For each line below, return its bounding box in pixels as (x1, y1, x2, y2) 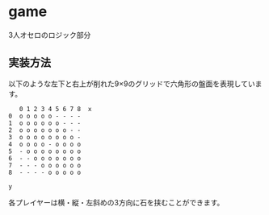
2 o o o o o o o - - (8, 126, 82, 134)
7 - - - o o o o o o (8, 161, 82, 169)
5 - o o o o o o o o (8, 147, 82, 155)
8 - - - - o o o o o (8, 168, 82, 176)
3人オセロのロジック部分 (8, 30, 91, 39)
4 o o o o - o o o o (8, 140, 82, 148)
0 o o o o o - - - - (8, 112, 82, 120)
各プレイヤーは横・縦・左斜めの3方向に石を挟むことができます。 (8, 197, 225, 207)
